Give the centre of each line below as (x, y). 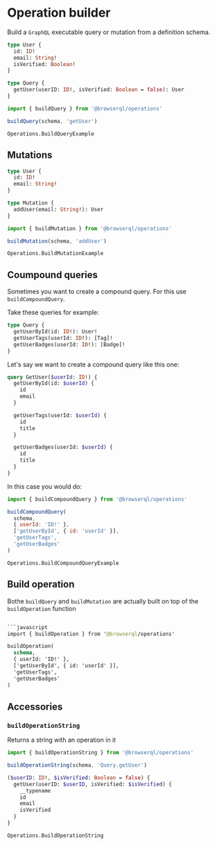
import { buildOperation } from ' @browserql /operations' (91, 634)
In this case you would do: (45, 486)
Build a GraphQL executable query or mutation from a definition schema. (109, 32)
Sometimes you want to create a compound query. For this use (97, 292)
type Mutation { (31, 203)
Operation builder (59, 13)
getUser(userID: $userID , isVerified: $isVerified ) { (93, 784)
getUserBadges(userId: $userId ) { (63, 447)
